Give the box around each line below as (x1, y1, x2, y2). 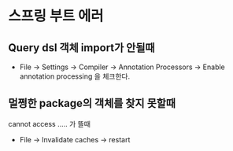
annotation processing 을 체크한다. (19, 72, 131, 81)
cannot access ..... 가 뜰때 (8, 119, 91, 128)
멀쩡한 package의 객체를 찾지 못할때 (8, 97, 176, 110)
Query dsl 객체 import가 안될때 (8, 41, 155, 54)
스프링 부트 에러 (8, 7, 104, 25)
